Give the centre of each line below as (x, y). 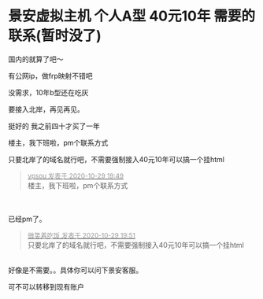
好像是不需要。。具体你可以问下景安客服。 (76, 270)
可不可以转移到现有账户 (46, 286)
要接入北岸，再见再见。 (46, 109)
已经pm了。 (27, 219)
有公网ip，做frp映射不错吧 (50, 76)
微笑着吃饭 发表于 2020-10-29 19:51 (81, 235)
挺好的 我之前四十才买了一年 (54, 126)
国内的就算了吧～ (36, 59)
